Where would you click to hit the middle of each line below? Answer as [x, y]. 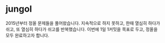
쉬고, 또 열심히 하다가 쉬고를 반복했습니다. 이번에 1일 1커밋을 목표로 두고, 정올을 [82, 29]
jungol [19, 9]
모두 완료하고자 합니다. [27, 35]
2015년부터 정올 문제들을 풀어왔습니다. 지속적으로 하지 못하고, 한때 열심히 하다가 [83, 23]
